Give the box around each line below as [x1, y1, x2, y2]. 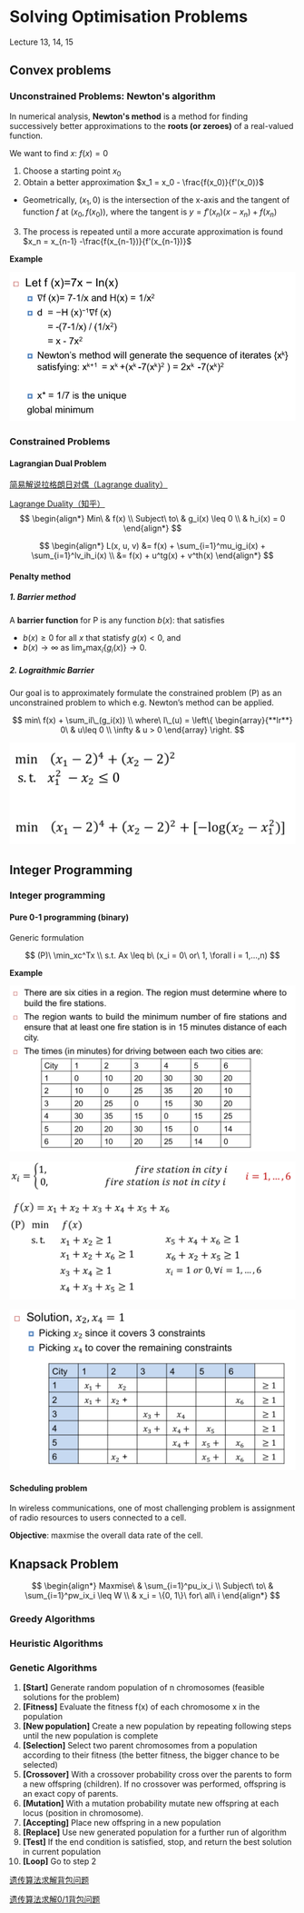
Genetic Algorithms [9, 1661, 98, 1674]
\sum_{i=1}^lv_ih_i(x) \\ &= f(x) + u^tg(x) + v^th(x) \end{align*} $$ [31, 550, 274, 561]
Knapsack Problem [9, 1556, 120, 1571]
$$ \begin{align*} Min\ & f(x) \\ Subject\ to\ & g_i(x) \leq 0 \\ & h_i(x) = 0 [19, 513, 286, 524]
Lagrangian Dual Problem [9, 457, 107, 469]
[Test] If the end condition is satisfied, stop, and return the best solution [22, 1837, 292, 1848]
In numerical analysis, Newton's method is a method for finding [9, 111, 249, 122]
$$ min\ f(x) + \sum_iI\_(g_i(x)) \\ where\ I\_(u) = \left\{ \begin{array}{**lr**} [12, 715, 293, 726]
